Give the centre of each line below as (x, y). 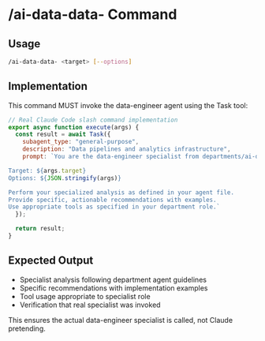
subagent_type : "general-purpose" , (81, 142)
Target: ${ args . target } (47, 170)
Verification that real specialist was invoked (90, 305)
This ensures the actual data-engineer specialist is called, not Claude (121, 320)
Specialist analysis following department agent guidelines (113, 279)
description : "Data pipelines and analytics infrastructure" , (127, 149)
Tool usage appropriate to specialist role (85, 296)
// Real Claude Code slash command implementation (93, 120)
